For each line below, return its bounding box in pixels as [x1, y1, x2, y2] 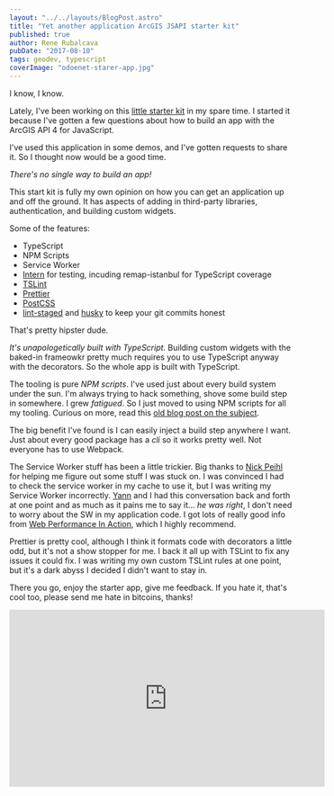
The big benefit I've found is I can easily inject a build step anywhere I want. [9, 425, 291, 435]
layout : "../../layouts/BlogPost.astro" [9, 13, 164, 22]
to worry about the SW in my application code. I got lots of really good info [9, 509, 286, 520]
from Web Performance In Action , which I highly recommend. [9, 518, 237, 529]
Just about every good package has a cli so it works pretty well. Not [9, 434, 262, 445]
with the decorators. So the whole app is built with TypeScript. [9, 361, 240, 371]
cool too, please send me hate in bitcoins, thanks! [9, 591, 194, 603]
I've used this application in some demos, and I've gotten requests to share [9, 141, 288, 153]
